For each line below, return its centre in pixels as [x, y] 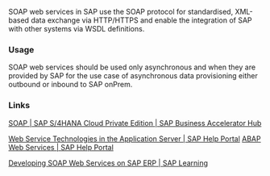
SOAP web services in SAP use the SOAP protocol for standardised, [121, 12]
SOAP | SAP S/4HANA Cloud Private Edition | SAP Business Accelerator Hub [135, 123]
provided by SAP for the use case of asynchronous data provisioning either [133, 76]
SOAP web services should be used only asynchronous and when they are [132, 67]
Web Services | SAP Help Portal [61, 147]
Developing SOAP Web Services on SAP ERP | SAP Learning [108, 163]
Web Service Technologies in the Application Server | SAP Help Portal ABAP [135, 138]
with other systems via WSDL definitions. [77, 29]
